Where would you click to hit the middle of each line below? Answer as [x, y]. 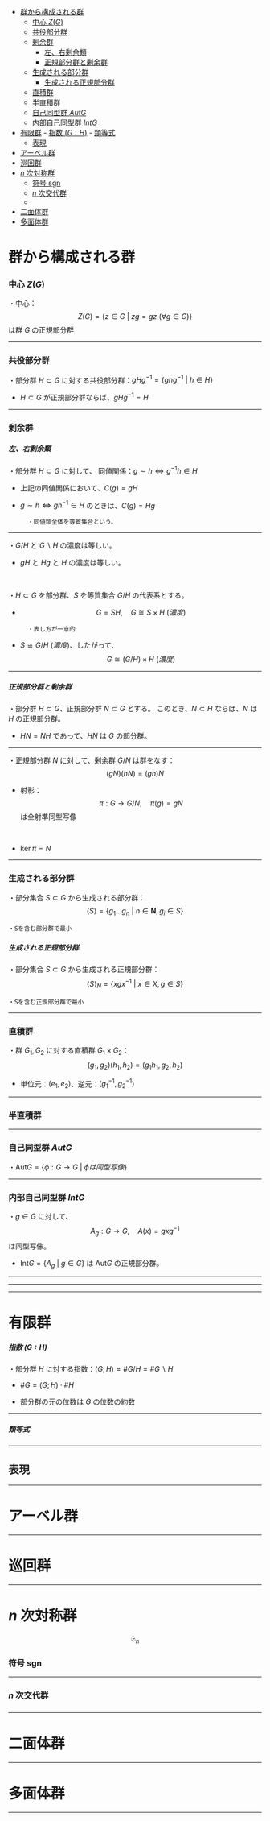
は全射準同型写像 [48, 817]
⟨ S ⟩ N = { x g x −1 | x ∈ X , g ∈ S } [135, 984]
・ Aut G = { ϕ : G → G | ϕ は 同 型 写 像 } [68, 1167]
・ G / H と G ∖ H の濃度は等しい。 [62, 545]
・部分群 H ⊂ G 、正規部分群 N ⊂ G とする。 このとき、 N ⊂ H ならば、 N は [133, 709]
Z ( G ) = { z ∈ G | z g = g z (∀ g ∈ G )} [135, 317]
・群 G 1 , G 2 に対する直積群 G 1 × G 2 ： [69, 1051]
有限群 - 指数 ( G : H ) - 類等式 [67, 132]
